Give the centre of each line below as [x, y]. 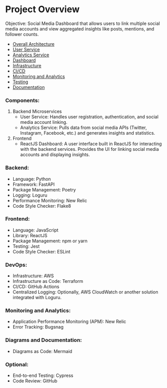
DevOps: [16, 265]
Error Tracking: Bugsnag [38, 327]
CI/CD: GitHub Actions [36, 287]
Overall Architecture [33, 44]
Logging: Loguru [30, 195]
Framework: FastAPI [33, 184]
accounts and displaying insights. [55, 155]
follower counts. [22, 34]
